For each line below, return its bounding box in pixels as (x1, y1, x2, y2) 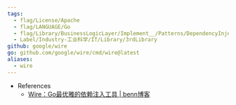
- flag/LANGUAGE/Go (13, 23, 71, 30)
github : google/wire (7, 43, 68, 50)
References (17, 81, 51, 90)
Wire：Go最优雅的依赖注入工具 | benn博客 (27, 90, 150, 98)
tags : (7, 10, 23, 17)
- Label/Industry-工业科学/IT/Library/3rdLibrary (13, 36, 158, 43)
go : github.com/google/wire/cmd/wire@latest (7, 50, 140, 57)
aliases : (7, 56, 33, 63)
